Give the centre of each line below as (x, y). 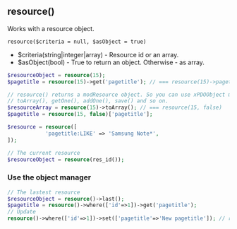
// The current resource (44, 153)
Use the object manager (49, 177)
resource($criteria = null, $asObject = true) (77, 42)
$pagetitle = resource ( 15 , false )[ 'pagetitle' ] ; (80, 114)
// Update (22, 212)
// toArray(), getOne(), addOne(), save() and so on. (88, 101)
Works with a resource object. (51, 28)
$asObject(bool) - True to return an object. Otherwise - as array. (111, 62)
